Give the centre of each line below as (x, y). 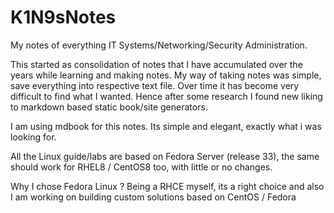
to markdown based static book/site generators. (109, 107)
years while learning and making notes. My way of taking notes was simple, (166, 75)
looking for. (33, 137)
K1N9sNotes (63, 17)
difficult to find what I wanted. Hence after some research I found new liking (166, 96)
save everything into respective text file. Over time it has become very (155, 85)
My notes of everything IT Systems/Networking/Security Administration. (159, 45)
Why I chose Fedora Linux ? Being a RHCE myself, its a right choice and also (167, 186)
